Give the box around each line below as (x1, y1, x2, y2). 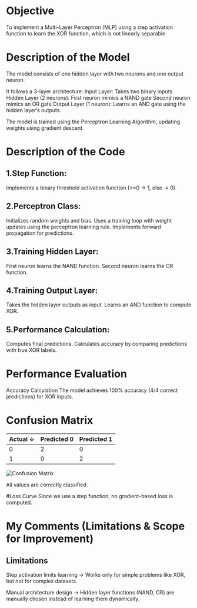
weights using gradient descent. (6, 124, 84, 131)
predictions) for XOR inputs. (6, 393, 74, 400)
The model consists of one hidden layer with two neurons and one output (6, 70, 184, 77)
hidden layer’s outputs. (6, 106, 62, 113)
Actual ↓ (9, 435, 35, 443)
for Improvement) (6, 532, 94, 545)
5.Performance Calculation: (6, 325, 110, 335)
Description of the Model (6, 51, 131, 64)
